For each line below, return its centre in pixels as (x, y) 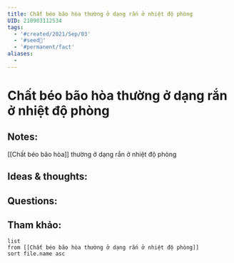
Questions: (32, 201)
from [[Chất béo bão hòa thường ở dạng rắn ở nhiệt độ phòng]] (103, 248)
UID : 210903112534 (35, 21)
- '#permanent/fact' (44, 47)
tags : (15, 27)
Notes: (22, 137)
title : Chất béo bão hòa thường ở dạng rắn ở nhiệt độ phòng (100, 14)
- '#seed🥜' (30, 41)
